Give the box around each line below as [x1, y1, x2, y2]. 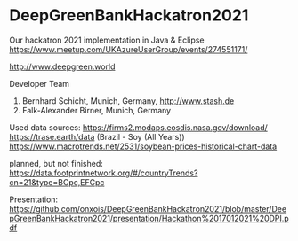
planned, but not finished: [9, 158, 104, 168]
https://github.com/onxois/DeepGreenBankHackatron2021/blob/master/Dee [9, 203, 287, 214]
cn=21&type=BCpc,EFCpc [9, 176, 105, 187]
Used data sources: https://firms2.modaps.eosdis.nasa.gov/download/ [9, 121, 269, 133]
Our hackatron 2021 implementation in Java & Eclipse [9, 35, 205, 45]
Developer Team [9, 78, 69, 89]
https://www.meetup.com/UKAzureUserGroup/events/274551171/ [9, 43, 248, 54]
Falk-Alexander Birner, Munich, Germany [21, 105, 172, 115]
